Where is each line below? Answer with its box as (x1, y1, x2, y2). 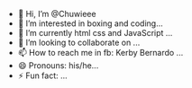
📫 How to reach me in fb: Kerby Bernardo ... (17, 48, 184, 57)
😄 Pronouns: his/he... (17, 60, 99, 71)
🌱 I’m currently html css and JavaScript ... (17, 28, 173, 38)
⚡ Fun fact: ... (17, 70, 68, 81)
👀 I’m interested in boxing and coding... (17, 18, 164, 29)
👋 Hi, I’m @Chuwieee (17, 9, 96, 19)
